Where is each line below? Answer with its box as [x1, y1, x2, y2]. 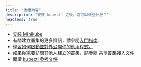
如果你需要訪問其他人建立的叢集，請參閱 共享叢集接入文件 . [12, 50, 136, 56]
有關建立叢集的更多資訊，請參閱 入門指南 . [12, 37, 99, 43]
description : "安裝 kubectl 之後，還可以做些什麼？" [5, 12, 109, 17]
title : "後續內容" [5, 7, 42, 13]
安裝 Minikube [12, 31, 43, 37]
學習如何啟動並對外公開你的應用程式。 [12, 44, 93, 50]
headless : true [5, 17, 38, 22]
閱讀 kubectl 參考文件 [12, 56, 58, 62]
